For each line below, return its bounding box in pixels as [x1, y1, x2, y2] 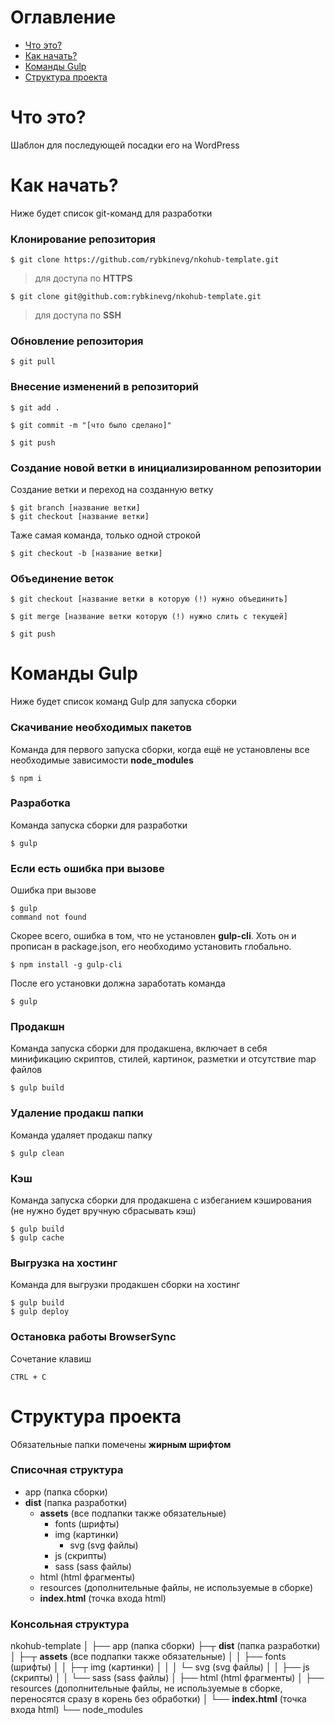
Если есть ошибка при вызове [10, 861, 165, 875]
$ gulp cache [10, 1233, 65, 1243]
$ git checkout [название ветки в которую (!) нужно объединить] [10, 594, 288, 605]
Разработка [10, 796, 71, 810]
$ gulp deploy [10, 1307, 70, 1317]
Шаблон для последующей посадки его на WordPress [10, 139, 240, 151]
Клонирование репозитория [10, 232, 156, 246]
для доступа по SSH [34, 309, 122, 321]
